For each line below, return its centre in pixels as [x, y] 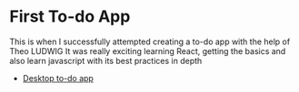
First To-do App [70, 17]
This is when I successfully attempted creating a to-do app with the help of [150, 41]
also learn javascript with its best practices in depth [106, 60]
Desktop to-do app [58, 78]
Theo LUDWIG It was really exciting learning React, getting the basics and [148, 51]
